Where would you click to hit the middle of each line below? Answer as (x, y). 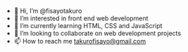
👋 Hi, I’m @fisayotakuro (48, 11)
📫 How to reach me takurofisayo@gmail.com (80, 41)
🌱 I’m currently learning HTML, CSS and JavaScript (88, 26)
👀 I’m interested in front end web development (81, 18)
